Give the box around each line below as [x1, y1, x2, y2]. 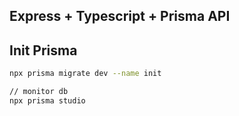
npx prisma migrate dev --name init [9, 69, 162, 79]
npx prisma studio [9, 95, 86, 106]
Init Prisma [9, 42, 78, 59]
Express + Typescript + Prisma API [9, 8, 231, 25]
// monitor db [9, 87, 69, 97]
